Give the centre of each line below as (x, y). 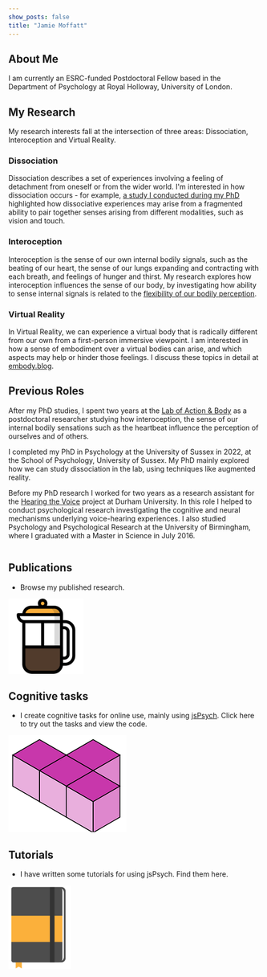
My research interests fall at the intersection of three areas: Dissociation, (128, 132)
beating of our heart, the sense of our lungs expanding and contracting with (133, 268)
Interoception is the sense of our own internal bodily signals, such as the (128, 259)
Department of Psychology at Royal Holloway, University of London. (120, 87)
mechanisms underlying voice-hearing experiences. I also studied (117, 518)
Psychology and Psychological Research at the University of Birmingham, (129, 527)
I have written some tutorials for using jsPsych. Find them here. (124, 874)
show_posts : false (39, 17)
